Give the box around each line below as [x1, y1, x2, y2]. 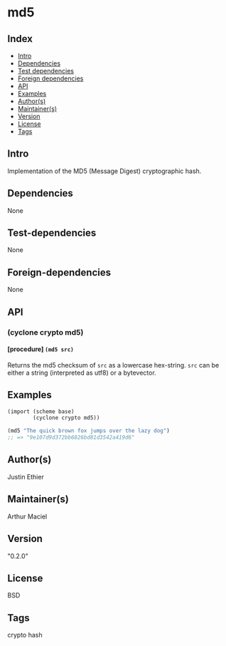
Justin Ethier [7, 472, 44, 481]
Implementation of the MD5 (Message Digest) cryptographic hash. [7, 167, 202, 175]
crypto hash [7, 631, 43, 640]
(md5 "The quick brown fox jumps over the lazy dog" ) [7, 427, 171, 434]
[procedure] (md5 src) [7, 345, 74, 353]
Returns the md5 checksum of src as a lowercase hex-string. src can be [7, 360, 220, 369]
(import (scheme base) [7, 407, 75, 415]
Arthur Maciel [7, 512, 48, 521]
